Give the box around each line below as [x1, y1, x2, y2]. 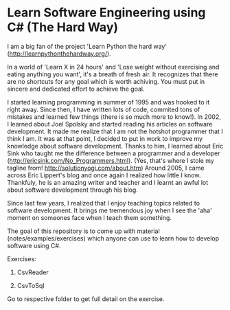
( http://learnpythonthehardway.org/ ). [7, 49, 111, 58]
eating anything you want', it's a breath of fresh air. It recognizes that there [7, 70, 218, 78]
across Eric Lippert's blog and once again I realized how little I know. [7, 170, 201, 179]
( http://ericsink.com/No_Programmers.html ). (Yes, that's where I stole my [7, 156, 214, 164]
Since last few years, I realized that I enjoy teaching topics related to [7, 199, 200, 207]
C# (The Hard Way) [7, 19, 119, 35]
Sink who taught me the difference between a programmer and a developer [7, 149, 221, 157]
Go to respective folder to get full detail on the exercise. [7, 294, 165, 303]
